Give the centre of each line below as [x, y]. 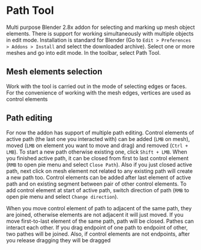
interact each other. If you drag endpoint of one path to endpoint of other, [97, 227]
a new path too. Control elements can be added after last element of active [99, 177]
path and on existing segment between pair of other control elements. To [97, 184]
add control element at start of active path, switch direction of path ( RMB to [98, 190]
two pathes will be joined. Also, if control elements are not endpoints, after [98, 234]
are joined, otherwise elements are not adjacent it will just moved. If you [95, 214]
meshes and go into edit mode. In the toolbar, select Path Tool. [83, 52]
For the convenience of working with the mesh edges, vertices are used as [98, 92]
